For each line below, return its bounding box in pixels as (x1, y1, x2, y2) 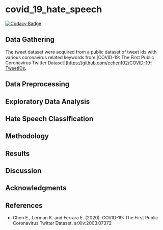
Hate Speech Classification (5, 114, 94, 123)
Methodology (5, 132, 49, 141)
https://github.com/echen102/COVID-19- (67, 60, 152, 66)
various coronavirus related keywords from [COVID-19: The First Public (5, 54, 154, 60)
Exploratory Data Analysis (5, 97, 90, 106)
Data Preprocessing (5, 80, 70, 89)
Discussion (5, 167, 42, 175)
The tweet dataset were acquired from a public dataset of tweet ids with (5, 48, 157, 55)
